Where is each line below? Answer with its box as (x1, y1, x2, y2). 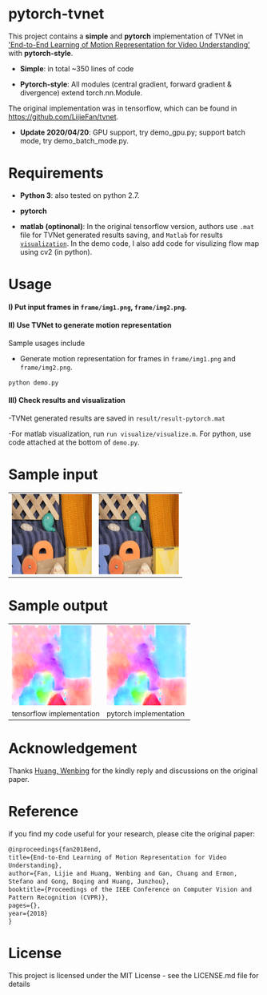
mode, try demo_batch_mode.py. (19, 135, 130, 145)
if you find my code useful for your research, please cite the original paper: (8, 828, 256, 838)
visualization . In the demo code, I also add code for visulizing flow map (19, 238, 260, 248)
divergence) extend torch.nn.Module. (19, 87, 143, 97)
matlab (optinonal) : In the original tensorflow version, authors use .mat (19, 221, 254, 231)
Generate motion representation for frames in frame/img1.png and (19, 353, 236, 363)
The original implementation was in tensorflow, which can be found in (8, 103, 237, 113)
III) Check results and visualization (8, 396, 126, 405)
